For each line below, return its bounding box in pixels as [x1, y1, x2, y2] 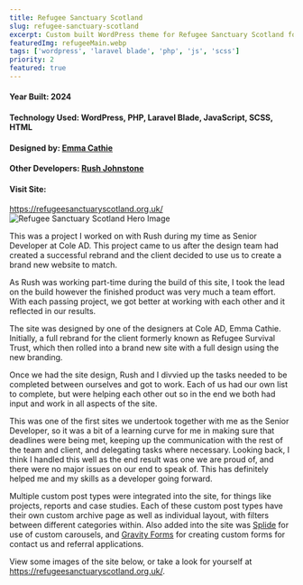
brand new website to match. [9, 259, 117, 271]
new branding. [9, 352, 63, 363]
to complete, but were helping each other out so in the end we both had [9, 389, 276, 400]
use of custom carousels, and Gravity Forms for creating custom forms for [9, 529, 286, 540]
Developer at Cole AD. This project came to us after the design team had [9, 240, 280, 251]
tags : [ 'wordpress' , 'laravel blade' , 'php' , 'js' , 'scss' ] [9, 47, 241, 56]
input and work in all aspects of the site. [9, 398, 158, 409]
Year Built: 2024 [9, 91, 72, 102]
